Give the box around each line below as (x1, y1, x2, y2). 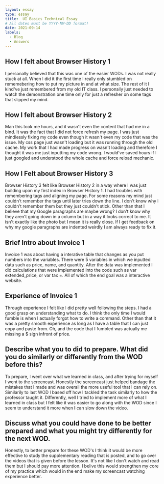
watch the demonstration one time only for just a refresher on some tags (5, 91, 151, 97)
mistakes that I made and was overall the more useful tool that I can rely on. (5, 384, 158, 390)
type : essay (5, 12, 29, 17)
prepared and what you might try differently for (5, 427, 152, 435)
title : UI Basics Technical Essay (5, 16, 78, 21)
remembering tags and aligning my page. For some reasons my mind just (5, 193, 153, 199)
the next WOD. (5, 434, 50, 443)
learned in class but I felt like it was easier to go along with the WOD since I (5, 399, 157, 405)
